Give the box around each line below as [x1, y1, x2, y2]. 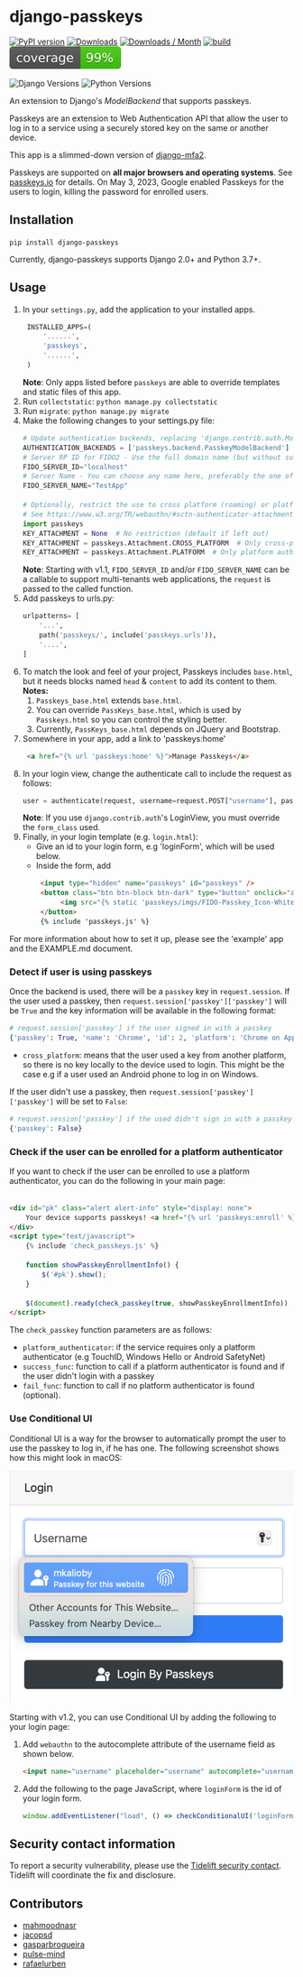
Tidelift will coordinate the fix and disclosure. [9, 1870, 176, 1880]
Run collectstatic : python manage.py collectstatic [22, 395, 218, 407]
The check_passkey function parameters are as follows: [9, 1325, 213, 1335]
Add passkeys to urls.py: [22, 593, 115, 604]
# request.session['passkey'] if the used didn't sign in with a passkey [9, 1114, 293, 1123]
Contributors [9, 1896, 84, 1911]
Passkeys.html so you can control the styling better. [35, 714, 227, 725]
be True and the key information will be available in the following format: [9, 1005, 277, 1016]
